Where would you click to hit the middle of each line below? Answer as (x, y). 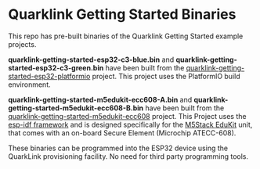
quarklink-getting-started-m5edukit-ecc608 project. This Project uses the (127, 116)
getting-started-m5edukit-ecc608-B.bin (76, 108)
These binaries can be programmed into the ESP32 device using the (118, 148)
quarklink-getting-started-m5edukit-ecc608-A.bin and (100, 99)
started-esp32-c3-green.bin (56, 67)
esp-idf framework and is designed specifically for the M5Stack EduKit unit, (130, 124)
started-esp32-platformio (49, 76)
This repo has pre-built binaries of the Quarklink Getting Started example (126, 36)
